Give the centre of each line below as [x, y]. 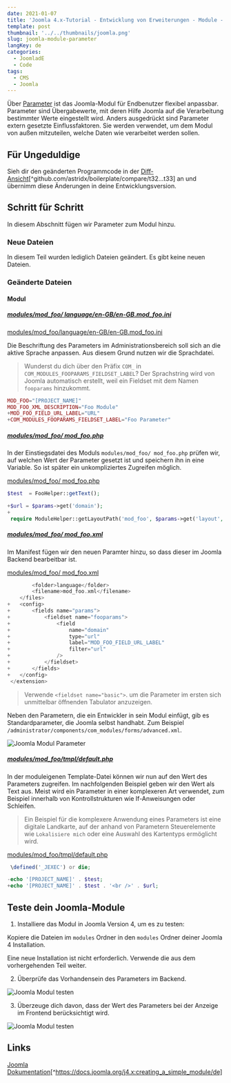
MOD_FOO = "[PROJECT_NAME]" [44, 401]
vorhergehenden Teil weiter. [47, 965]
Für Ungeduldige [44, 155]
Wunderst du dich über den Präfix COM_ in [82, 366]
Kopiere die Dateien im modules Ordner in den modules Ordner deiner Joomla [115, 937]
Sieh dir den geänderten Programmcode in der [73, 171]
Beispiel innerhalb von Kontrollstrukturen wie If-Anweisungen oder [101, 798]
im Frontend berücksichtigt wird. [63, 1013]
